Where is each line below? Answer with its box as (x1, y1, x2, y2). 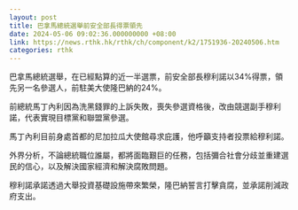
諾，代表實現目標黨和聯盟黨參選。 (9, 113, 134, 123)
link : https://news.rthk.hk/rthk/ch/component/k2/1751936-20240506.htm (9, 37, 279, 47)
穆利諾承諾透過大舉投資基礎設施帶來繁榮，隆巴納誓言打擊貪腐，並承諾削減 (9, 180, 281, 191)
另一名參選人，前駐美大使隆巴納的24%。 (16, 82, 167, 93)
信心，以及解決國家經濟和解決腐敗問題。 (24, 161, 173, 172)
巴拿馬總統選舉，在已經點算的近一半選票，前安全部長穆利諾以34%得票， (9, 72, 276, 82)
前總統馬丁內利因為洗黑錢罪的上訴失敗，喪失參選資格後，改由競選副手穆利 (9, 101, 281, 112)
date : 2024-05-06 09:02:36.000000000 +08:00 (9, 29, 176, 38)
